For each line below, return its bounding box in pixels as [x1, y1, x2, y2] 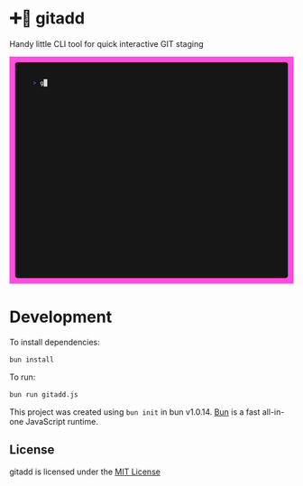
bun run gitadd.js [9, 390, 78, 399]
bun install [9, 355, 54, 364]
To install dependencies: [9, 337, 101, 348]
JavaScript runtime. [25, 416, 99, 426]
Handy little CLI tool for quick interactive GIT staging [9, 38, 205, 49]
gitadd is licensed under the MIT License [9, 466, 161, 477]
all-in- [262, 406, 285, 417]
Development [9, 307, 113, 327]
